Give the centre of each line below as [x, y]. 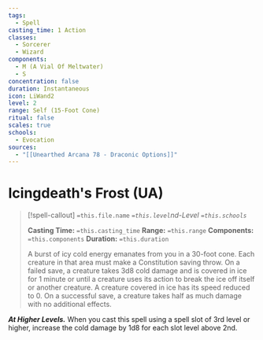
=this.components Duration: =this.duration [98, 239]
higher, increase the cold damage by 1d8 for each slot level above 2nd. [123, 328]
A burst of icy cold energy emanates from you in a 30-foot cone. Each [141, 254]
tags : [17, 15]
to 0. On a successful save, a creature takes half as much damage [135, 296]
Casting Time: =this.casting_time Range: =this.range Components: [141, 231]
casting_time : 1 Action [47, 30]
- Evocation [35, 140]
